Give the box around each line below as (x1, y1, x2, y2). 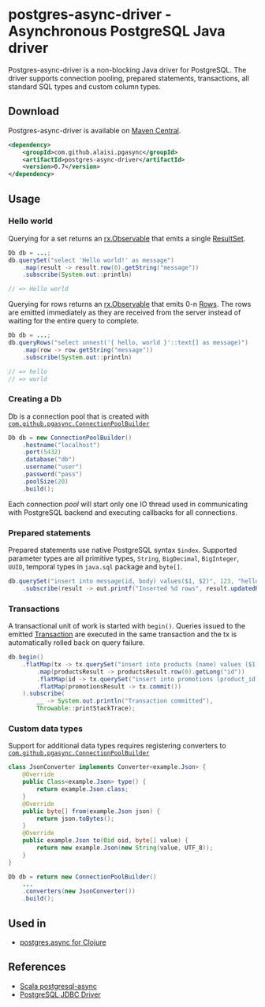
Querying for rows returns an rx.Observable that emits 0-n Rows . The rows (8, 300, 252, 309)
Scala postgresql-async (19, 981, 97, 990)
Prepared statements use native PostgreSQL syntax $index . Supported (8, 546, 237, 555)
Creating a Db (8, 393, 62, 405)
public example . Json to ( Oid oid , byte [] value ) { (22, 837, 189, 845)
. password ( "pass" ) (22, 471, 83, 479)
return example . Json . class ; (36, 785, 129, 793)
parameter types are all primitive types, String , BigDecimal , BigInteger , (8, 554, 239, 563)
